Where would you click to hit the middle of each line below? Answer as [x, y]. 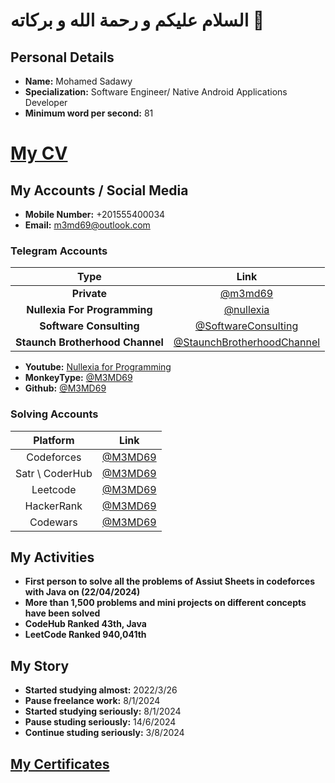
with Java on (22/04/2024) [82, 592]
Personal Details [62, 57]
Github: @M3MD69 [65, 388]
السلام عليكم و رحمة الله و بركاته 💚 [137, 20]
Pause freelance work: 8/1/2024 [92, 701]
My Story [40, 665]
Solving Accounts [54, 414]
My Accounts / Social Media [99, 190]
